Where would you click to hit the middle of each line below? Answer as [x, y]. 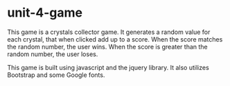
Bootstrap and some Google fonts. [56, 75]
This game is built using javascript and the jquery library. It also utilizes [108, 67]
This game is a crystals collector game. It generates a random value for [109, 32]
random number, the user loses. [53, 54]
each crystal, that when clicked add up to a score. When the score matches [115, 39]
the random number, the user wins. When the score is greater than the [107, 46]
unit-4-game [45, 13]
